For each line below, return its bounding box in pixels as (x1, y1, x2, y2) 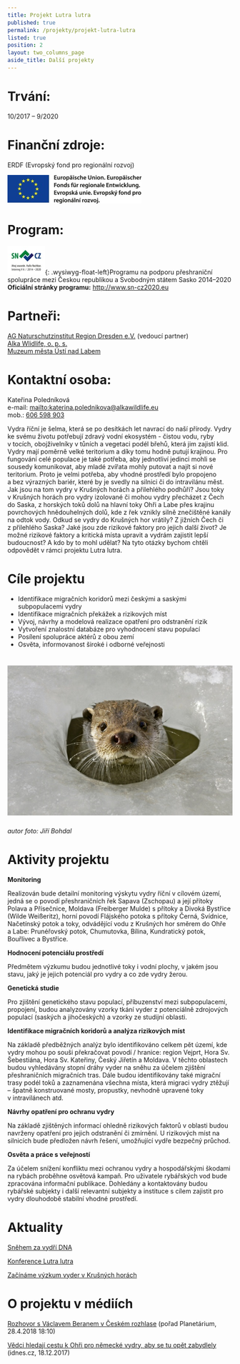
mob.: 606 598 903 (7, 411, 65, 419)
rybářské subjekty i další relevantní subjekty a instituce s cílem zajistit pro (7, 1186, 224, 1195)
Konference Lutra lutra (7, 1257, 74, 1265)
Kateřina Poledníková (7, 395, 70, 403)
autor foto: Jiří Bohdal (7, 826, 72, 835)
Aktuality (7, 1219, 63, 1235)
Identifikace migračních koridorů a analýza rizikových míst (7, 1026, 186, 1035)
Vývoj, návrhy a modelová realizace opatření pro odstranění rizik (17, 617, 208, 626)
